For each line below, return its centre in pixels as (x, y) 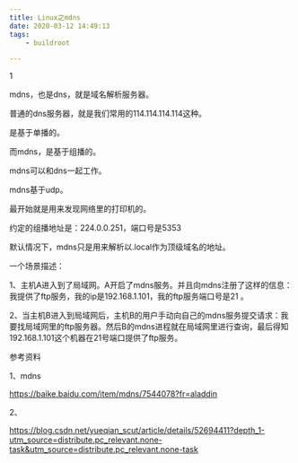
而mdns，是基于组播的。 (55, 152)
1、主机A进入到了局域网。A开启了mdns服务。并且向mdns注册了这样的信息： (151, 285)
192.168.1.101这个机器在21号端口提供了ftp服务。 (96, 338)
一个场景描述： (37, 266)
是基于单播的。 (37, 133)
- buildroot (48, 43)
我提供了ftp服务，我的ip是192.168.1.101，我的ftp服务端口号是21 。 (129, 296)
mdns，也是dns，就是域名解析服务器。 (82, 94)
